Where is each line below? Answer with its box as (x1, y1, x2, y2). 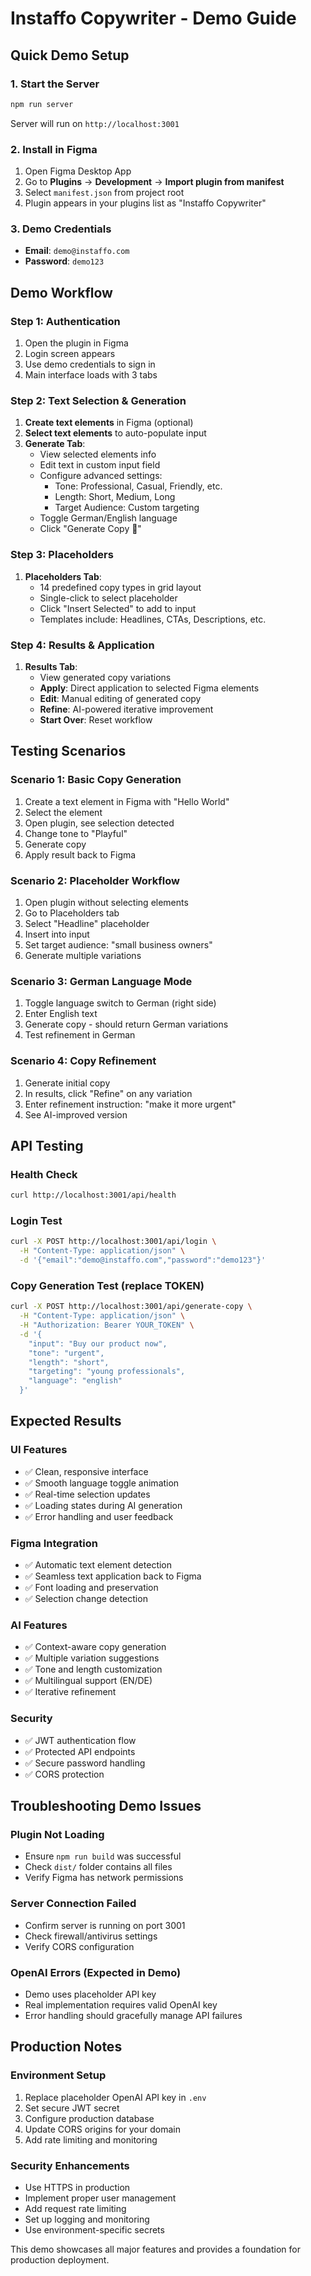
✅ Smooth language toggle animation (24, 1477, 180, 1489)
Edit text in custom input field (39, 459, 161, 471)
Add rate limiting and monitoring (24, 2133, 158, 2146)
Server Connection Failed (10, 1897, 137, 1911)
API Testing (10, 1137, 84, 1154)
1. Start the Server (10, 77, 100, 91)
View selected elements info (39, 448, 157, 461)
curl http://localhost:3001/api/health (10, 1190, 177, 1201)
